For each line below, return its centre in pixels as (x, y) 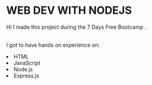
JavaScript (27, 63)
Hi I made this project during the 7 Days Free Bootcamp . (76, 27)
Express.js (27, 75)
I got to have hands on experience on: (53, 45)
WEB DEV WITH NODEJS (69, 10)
